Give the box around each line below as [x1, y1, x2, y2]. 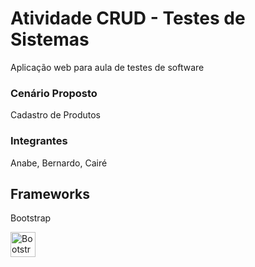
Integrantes [10, 134, 68, 148]
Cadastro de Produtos [10, 109, 101, 121]
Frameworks [10, 185, 91, 202]
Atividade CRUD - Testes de [10, 7, 246, 30]
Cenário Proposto [10, 86, 98, 100]
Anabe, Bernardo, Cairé [10, 157, 108, 169]
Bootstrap [10, 212, 52, 224]
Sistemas [10, 28, 90, 51]
